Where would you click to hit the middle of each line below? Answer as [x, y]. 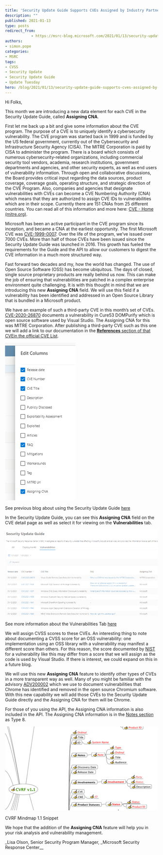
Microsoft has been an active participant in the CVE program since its [74, 223]
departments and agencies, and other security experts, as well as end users [81, 167]
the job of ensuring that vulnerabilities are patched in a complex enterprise [80, 279]
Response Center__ [24, 847]
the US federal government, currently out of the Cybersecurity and [72, 141]
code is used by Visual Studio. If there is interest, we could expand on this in [81, 659]
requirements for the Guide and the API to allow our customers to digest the [81, 249]
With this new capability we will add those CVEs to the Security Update [76, 695]
